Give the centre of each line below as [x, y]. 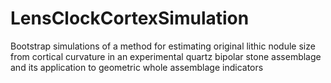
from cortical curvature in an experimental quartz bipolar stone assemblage [166, 56]
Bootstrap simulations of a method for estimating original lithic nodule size [163, 46]
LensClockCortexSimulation [130, 18]
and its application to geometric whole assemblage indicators [137, 67]
